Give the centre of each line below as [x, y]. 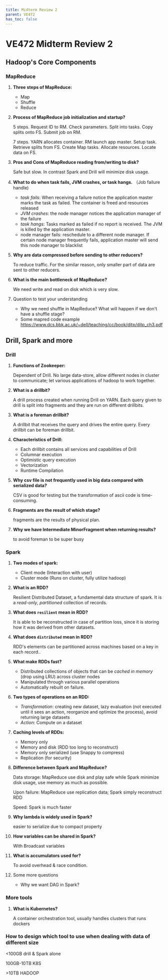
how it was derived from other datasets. [54, 627]
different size [22, 943]
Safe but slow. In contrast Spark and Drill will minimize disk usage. [81, 172]
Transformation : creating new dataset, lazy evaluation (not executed [91, 707]
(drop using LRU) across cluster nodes [60, 677]
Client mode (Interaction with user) [56, 573]
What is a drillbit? [31, 390]
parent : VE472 [20, 14]
